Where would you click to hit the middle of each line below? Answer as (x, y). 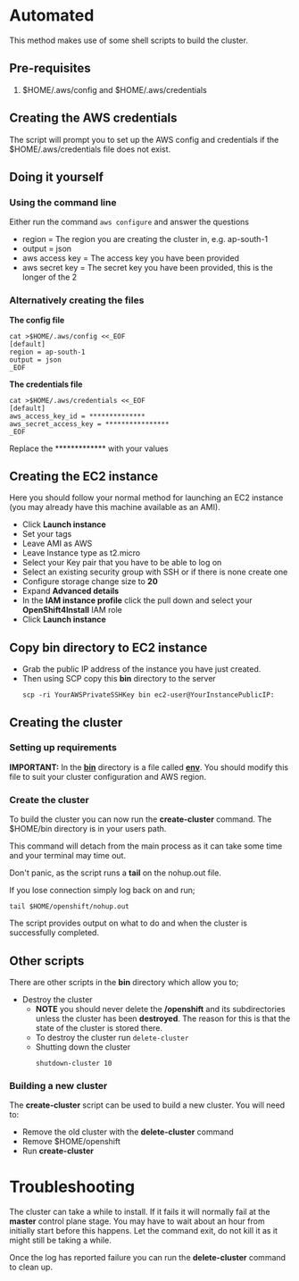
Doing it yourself (57, 176)
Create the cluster (49, 800)
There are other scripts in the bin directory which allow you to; (124, 982)
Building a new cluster (58, 1085)
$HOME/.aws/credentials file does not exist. (90, 149)
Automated (52, 16)
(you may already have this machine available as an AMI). (115, 507)
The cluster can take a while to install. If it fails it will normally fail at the (140, 1212)
